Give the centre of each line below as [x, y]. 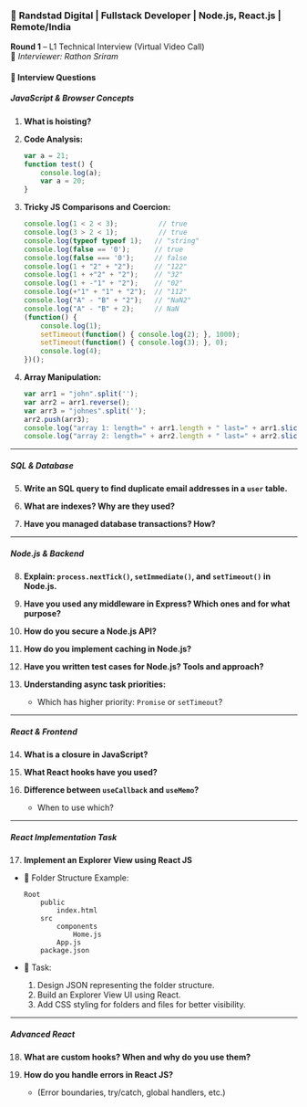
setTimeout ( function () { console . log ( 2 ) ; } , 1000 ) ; [140, 334]
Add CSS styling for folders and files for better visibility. [142, 1005]
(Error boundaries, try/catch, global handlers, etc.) [131, 1092]
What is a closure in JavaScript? [86, 754]
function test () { [58, 164]
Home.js [87, 935]
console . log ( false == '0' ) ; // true [103, 249]
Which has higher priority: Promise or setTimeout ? [130, 702]
